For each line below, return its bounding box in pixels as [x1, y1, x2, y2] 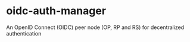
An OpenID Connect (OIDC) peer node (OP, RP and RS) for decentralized [6, 24, 185, 31]
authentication [6, 30, 42, 37]
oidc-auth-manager [6, 4, 106, 18]
